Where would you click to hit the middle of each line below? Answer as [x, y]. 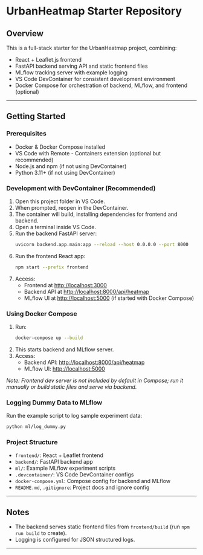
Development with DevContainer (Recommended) [81, 188]
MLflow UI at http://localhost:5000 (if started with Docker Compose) [109, 298]
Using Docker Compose [42, 314]
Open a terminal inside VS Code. [56, 227]
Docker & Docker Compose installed [60, 147]
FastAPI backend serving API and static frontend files [81, 66]
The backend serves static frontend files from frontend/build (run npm [102, 527]
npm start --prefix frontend [52, 267]
